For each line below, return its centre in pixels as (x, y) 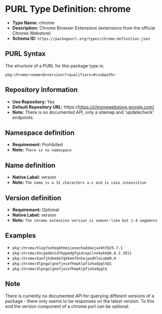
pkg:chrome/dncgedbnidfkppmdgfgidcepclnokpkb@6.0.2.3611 (72, 253)
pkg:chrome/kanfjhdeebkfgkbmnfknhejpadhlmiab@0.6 (64, 258)
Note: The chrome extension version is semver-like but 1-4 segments (85, 220)
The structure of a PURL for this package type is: (55, 65)
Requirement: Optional (35, 210)
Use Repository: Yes (33, 101)
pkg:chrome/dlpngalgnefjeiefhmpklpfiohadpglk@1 (62, 264)
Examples (20, 235)
